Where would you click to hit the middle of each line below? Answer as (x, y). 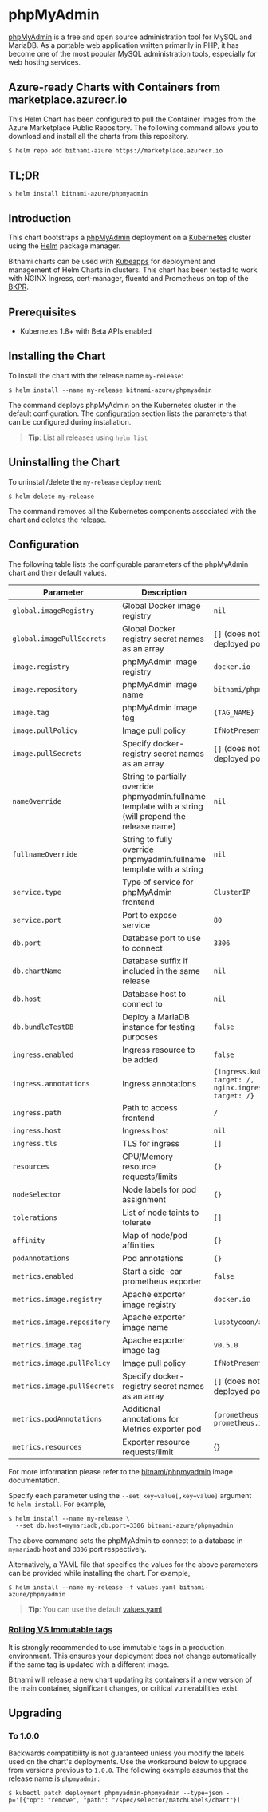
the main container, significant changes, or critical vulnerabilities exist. (124, 1688)
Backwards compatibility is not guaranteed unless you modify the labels (126, 1753)
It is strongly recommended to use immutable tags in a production (116, 1647)
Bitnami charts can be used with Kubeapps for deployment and (112, 262)
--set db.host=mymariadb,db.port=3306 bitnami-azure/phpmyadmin (124, 1525)
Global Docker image (162, 606)
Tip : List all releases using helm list (88, 437)
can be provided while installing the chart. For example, (99, 1573)
